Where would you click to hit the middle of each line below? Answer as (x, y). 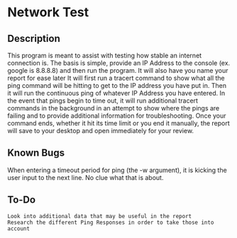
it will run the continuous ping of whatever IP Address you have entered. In (116, 93)
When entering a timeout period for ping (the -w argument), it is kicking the (117, 170)
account (19, 228)
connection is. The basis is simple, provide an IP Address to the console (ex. (119, 63)
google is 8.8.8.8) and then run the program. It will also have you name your (118, 70)
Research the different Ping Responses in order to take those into (111, 222)
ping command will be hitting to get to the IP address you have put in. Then (117, 85)
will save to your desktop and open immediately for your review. (100, 131)
